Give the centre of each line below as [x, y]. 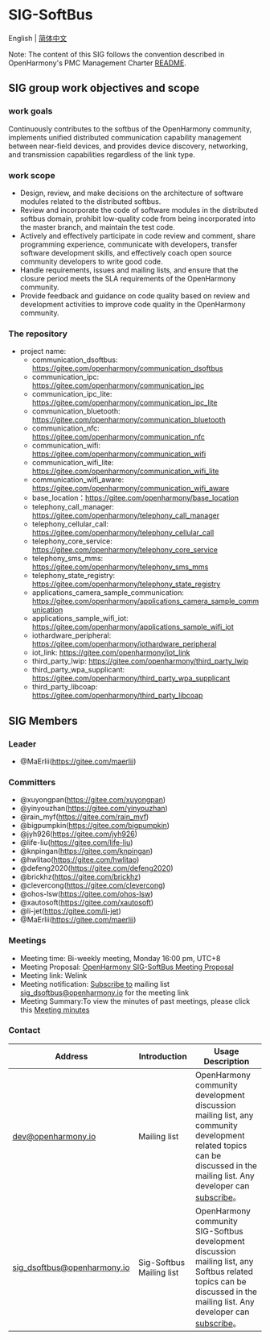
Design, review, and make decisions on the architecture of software [131, 193]
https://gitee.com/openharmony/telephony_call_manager [125, 516]
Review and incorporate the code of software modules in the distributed [139, 210]
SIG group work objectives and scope [104, 88]
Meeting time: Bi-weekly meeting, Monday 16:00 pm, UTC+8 [120, 958]
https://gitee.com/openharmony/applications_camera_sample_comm [145, 601]
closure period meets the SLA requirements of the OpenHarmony [128, 278]
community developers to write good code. [91, 261]
